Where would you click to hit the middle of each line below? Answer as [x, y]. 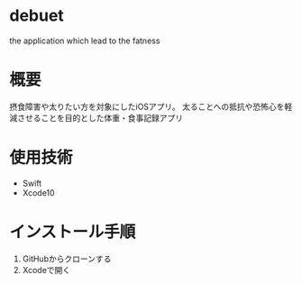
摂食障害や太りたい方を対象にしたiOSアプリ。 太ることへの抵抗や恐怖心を [147, 106]
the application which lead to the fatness [85, 41]
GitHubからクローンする [67, 259]
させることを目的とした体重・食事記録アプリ [100, 117]
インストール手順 [73, 232]
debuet [37, 16]
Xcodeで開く [46, 270]
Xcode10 [39, 192]
